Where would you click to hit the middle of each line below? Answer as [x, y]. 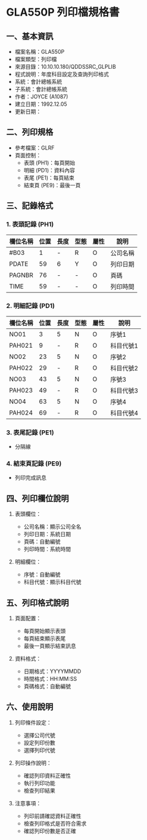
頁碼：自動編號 [42, 541]
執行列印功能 [39, 783]
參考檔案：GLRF [35, 148]
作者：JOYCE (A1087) [41, 97]
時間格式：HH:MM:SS [50, 679]
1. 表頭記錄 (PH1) [30, 224]
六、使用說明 [30, 707]
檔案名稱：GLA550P [40, 52]
